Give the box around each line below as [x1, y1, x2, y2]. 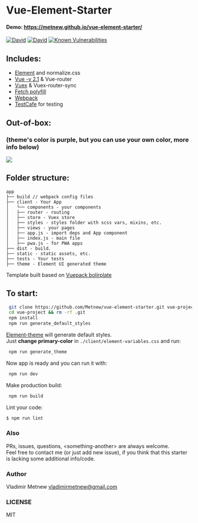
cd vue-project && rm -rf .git [8, 309, 85, 316]
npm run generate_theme [8, 349, 67, 355]
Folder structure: [6, 173, 70, 183]
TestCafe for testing [14, 101, 64, 108]
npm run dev [8, 371, 38, 377]
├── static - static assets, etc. [6, 250, 91, 257]
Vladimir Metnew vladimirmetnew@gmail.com [6, 483, 118, 491]
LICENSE [6, 498, 32, 506]
